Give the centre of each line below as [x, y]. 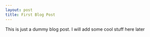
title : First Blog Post [30, 15]
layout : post [19, 10]
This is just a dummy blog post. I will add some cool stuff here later [75, 29]
